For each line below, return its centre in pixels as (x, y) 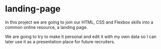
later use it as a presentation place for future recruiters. (60, 41)
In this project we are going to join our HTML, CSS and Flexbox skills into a (79, 22)
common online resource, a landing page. (46, 27)
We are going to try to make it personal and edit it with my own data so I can (81, 37)
